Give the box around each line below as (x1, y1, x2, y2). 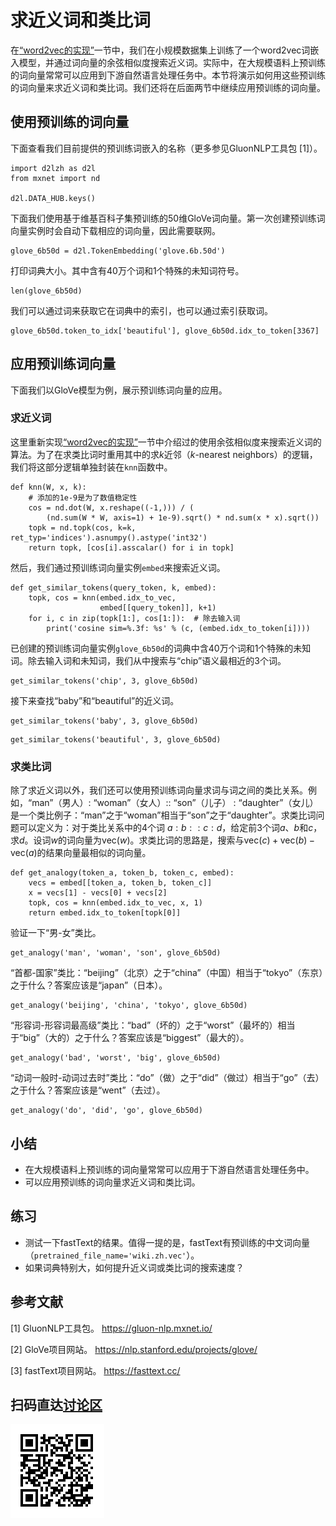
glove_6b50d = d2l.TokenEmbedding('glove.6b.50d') (10, 246, 226, 256)
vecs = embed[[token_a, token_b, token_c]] (28, 878, 213, 888)
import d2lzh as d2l (10, 163, 97, 173)
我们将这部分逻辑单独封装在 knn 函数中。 (10, 461, 173, 473)
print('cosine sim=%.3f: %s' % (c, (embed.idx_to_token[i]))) (46, 623, 311, 633)
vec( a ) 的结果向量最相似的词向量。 (10, 847, 152, 859)
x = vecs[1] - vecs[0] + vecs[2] (28, 888, 168, 898)
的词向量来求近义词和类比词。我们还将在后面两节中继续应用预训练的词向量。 (10, 81, 326, 93)
